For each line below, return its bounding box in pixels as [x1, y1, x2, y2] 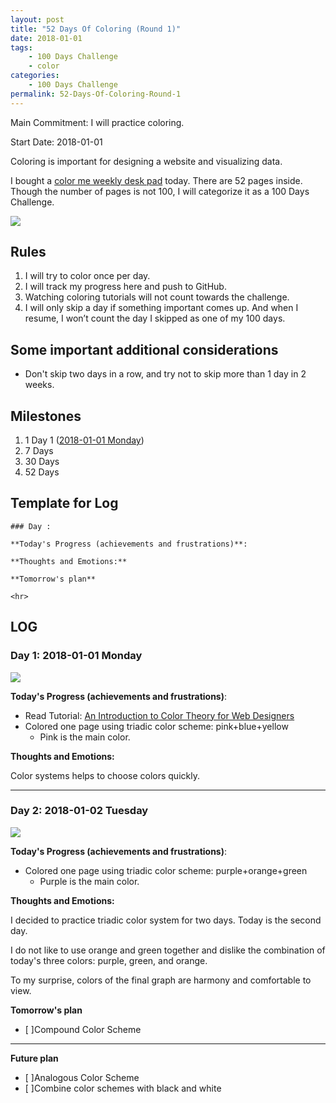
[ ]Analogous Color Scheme [24, 1071, 140, 1083]
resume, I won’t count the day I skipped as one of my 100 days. [24, 312, 286, 325]
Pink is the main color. [39, 731, 131, 743]
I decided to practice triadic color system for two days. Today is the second [10, 914, 322, 926]
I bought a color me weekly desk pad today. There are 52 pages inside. [10, 174, 303, 186]
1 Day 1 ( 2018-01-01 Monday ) [24, 434, 145, 446]
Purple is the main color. [39, 875, 140, 887]
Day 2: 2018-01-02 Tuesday [10, 804, 149, 818]
